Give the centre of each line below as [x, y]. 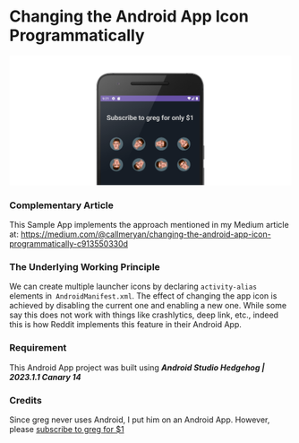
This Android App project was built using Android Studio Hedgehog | [137, 367]
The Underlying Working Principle [85, 266]
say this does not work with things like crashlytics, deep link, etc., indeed [144, 315]
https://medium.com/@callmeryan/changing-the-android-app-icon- [146, 234]
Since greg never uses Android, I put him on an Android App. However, [140, 420]
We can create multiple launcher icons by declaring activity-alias [133, 287]
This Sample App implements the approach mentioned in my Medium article [149, 225]
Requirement [38, 348]
